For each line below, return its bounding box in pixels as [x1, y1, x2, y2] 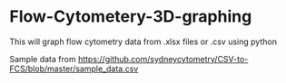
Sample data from [9, 53, 76, 64]
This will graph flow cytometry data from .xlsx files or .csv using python [9, 36, 277, 47]
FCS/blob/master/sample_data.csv [9, 63, 139, 74]
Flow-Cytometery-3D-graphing [9, 6, 252, 27]
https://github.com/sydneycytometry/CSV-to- [77, 53, 249, 64]
